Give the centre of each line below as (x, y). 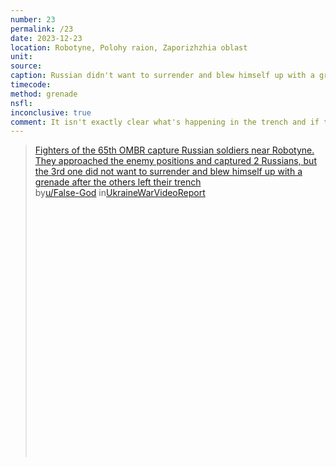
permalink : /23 (42, 29)
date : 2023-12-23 (46, 38)
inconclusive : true (51, 112)
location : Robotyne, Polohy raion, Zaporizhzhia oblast (129, 47)
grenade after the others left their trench (118, 182)
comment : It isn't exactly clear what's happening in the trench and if (165, 122)
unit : (21, 57)
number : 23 (33, 19)
